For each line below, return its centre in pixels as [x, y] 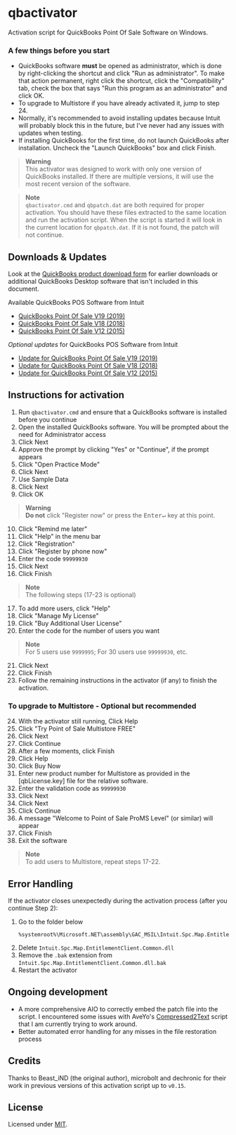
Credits [25, 1061]
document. [24, 289]
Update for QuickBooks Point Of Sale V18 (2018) [88, 366]
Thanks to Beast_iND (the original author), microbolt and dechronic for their [117, 1078]
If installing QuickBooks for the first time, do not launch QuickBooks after [124, 140]
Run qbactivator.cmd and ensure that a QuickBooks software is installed [123, 412]
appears [30, 457]
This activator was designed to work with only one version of [113, 169]
